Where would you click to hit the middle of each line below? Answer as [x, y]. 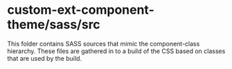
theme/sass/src [54, 24]
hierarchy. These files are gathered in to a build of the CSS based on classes [116, 51]
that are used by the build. [44, 58]
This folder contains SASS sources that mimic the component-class [104, 43]
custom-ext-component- [81, 10]
